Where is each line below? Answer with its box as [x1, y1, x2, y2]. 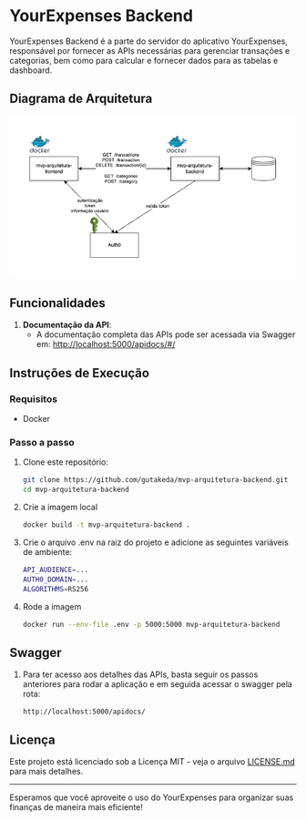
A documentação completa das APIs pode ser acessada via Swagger [36, 329, 296, 340]
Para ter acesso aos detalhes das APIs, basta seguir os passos [22, 669, 259, 680]
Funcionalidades [9, 295, 107, 311]
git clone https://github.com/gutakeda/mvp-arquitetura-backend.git [22, 476, 289, 485]
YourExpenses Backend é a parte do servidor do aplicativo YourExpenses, [9, 36, 289, 46]
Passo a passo [9, 436, 75, 449]
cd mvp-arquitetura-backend [22, 485, 129, 495]
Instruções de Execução [9, 365, 150, 381]
